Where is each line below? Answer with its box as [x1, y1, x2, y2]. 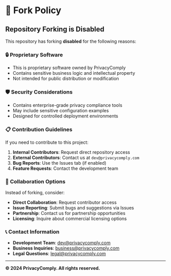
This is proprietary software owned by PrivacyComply [12, 65, 126, 71]
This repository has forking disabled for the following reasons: [5, 38, 136, 44]
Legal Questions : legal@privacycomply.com [12, 251, 106, 257]
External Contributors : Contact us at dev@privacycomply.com [12, 155, 139, 161]
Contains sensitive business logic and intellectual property [12, 70, 135, 76]
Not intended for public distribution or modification [12, 76, 120, 82]
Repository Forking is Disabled [5, 25, 105, 34]
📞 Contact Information [5, 228, 60, 235]
